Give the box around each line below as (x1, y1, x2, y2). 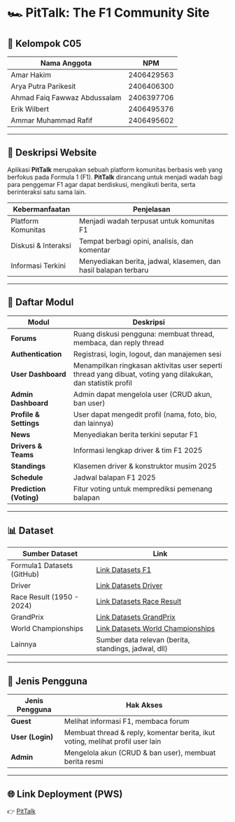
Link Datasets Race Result (96, 597, 182, 606)
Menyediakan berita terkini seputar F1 (73, 429, 199, 439)
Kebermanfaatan (13, 204, 71, 214)
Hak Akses (125, 700, 163, 710)
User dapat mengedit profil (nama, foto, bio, (73, 410, 217, 419)
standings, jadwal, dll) (96, 644, 168, 654)
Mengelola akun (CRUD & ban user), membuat (64, 748, 216, 758)
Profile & (10, 410, 41, 419)
